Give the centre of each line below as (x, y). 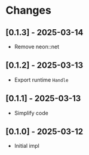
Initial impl (27, 146)
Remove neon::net (37, 46)
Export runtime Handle (41, 80)
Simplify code (31, 113)
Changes (28, 10)
